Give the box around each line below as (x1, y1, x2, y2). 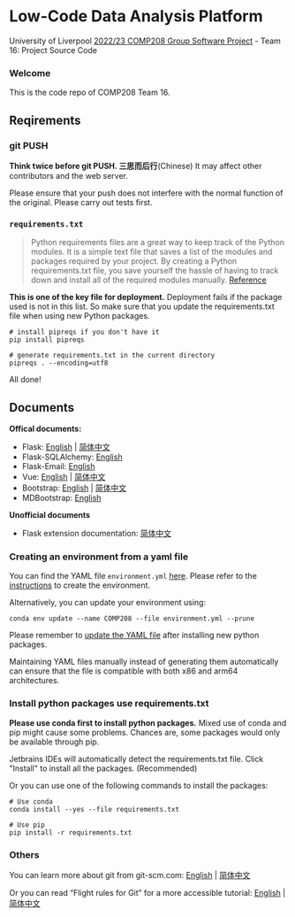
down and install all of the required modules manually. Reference (30, 274, 267, 285)
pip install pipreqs (9, 335, 86, 344)
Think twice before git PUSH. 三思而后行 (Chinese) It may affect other (9, 160, 262, 171)
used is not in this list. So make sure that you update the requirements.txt (9, 301, 276, 312)
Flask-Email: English (21, 461, 95, 472)
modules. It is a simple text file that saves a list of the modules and (30, 246, 273, 258)
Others (9, 848, 40, 860)
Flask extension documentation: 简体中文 (21, 528, 172, 539)
